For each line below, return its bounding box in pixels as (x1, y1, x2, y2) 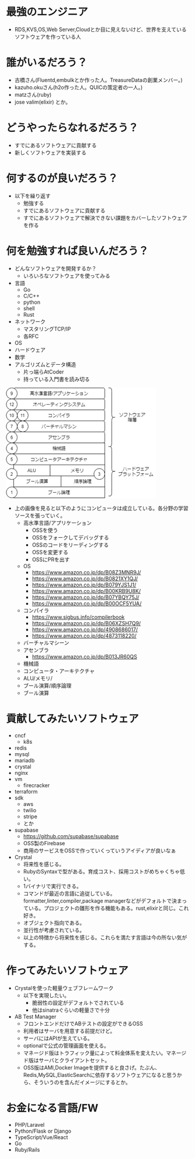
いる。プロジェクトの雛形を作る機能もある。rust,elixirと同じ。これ (28, 904, 189, 911)
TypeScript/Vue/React (14, 1133, 68, 1141)
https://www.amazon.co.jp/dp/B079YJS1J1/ (32, 581, 137, 588)
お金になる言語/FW (6, 1101, 99, 1114)
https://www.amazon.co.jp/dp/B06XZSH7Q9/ (32, 619, 141, 626)
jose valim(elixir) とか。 (14, 98, 71, 106)
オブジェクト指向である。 (23, 919, 85, 926)
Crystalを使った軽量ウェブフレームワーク (14, 984, 114, 991)
